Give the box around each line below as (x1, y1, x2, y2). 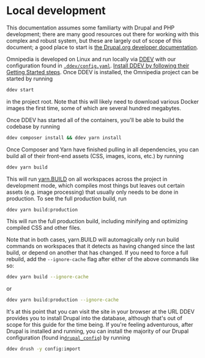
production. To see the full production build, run (6, 194, 127, 202)
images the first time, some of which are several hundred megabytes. (6, 104, 182, 112)
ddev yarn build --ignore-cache (6, 274, 89, 280)
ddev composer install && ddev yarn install (6, 134, 122, 141)
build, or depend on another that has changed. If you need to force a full (6, 249, 188, 256)
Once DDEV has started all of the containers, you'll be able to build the (6, 116, 184, 123)
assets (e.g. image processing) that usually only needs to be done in (6, 188, 179, 196)
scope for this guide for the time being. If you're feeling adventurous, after (6, 321, 194, 329)
